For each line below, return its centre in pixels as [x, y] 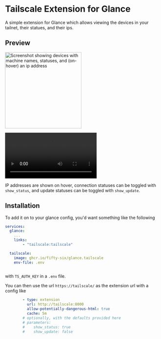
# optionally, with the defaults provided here [72, 318]
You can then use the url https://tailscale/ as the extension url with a [77, 286]
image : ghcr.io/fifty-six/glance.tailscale [59, 258]
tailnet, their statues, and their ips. [39, 27]
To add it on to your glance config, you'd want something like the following [80, 218]
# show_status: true [47, 327]
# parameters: [37, 322]
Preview [18, 43]
